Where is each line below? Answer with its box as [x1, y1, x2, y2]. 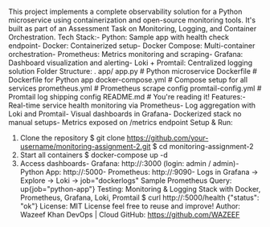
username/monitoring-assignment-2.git [19, 142, 151, 151]
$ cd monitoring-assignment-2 [152, 142, 254, 151]
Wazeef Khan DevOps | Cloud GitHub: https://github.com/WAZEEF [19, 210, 240, 219]
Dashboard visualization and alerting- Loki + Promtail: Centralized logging [8, 58, 253, 67]
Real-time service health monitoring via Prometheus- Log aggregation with [8, 100, 256, 110]
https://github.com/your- [126, 133, 209, 143]
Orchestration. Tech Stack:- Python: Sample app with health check [8, 32, 230, 42]
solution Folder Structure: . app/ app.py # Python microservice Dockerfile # [8, 67, 257, 75]
